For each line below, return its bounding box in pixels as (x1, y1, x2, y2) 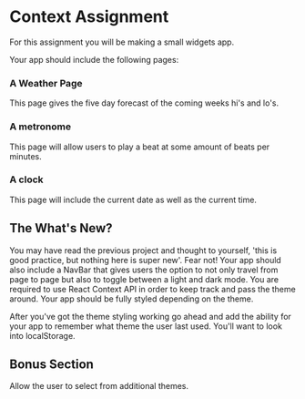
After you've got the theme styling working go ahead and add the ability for (9, 311, 291, 322)
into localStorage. (9, 330, 76, 341)
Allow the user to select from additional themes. (9, 381, 189, 392)
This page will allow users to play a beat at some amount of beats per (9, 141, 270, 152)
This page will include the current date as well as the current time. (9, 194, 258, 205)
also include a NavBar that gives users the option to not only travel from (9, 264, 279, 275)
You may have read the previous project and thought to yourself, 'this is (9, 244, 278, 256)
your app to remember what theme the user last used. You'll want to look (9, 321, 282, 332)
